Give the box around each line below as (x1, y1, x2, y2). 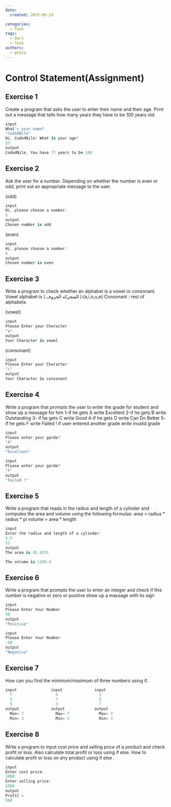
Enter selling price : (5, 779, 52, 784)
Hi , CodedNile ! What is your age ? (5, 136, 79, 141)
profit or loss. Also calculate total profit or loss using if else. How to (5, 749, 146, 755)
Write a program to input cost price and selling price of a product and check (5, 743, 165, 750)
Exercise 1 (5, 93, 38, 101)
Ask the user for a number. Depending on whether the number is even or (5, 178, 158, 184)
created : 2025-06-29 (10, 12, 54, 17)
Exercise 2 (5, 164, 39, 173)
